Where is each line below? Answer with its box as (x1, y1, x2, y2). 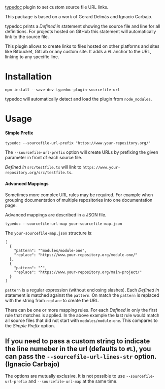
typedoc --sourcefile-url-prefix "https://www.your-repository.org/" (5, 141, 151, 146)
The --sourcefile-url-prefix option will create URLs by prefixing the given (5, 149, 159, 155)
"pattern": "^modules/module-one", (14, 248, 87, 253)
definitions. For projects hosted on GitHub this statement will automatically (5, 29, 156, 34)
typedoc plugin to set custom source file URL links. (5, 4, 109, 10)
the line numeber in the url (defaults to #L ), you (5, 345, 151, 353)
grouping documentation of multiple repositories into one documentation (5, 197, 153, 203)
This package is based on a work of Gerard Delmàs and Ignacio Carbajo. (5, 14, 153, 19)
